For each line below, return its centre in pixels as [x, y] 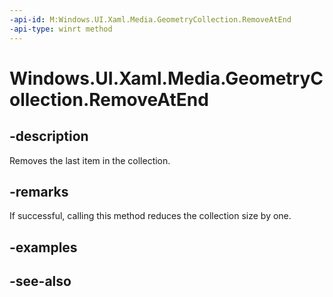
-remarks [39, 191]
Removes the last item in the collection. [90, 160]
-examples [43, 247]
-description [49, 136]
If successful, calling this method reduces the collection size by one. [150, 216]
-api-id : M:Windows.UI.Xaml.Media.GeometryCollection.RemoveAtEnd [150, 19]
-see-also [40, 281]
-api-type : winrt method [61, 29]
